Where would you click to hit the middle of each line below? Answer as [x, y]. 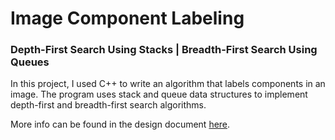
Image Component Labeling [127, 18]
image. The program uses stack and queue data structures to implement [159, 94]
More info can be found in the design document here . [120, 124]
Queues [30, 62]
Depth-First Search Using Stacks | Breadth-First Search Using [164, 50]
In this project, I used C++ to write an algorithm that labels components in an [168, 84]
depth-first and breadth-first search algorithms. [108, 105]
